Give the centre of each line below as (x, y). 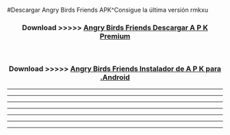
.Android (115, 77)
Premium (115, 36)
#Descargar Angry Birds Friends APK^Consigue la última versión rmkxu (108, 10)
